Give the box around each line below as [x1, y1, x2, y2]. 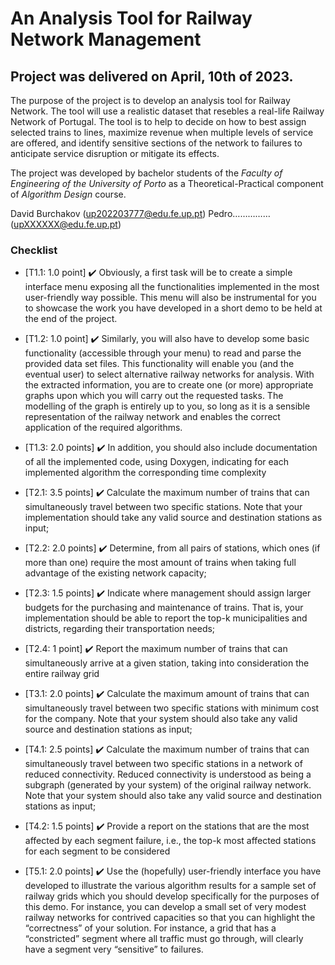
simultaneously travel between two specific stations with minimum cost [24, 702, 320, 714]
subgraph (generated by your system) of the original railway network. [24, 779, 312, 791]
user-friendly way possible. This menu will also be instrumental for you [24, 292, 317, 304]
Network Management [10, 28, 202, 51]
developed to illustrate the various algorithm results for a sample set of [24, 880, 317, 892]
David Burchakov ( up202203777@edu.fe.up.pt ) [10, 208, 207, 219]
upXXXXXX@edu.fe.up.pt [13, 218, 118, 230]
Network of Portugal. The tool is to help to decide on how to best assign [10, 116, 307, 127]
